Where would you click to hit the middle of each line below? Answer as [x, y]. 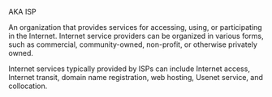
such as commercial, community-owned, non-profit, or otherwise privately [133, 44]
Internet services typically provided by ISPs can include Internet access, [129, 69]
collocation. [28, 86]
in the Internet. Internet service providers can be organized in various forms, [136, 36]
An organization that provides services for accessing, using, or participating [135, 27]
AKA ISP [22, 12]
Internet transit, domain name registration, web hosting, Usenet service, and [136, 77]
